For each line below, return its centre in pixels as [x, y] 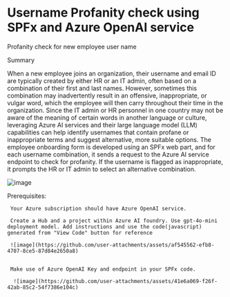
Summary [21, 60]
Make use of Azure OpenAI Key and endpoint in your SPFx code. [103, 269]
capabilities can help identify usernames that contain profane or [98, 132]
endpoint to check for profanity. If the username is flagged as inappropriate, [115, 161]
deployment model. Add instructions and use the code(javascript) [105, 226]
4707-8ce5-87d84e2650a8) [43, 251]
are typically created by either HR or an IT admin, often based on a [102, 80]
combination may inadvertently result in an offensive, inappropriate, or [107, 96]
